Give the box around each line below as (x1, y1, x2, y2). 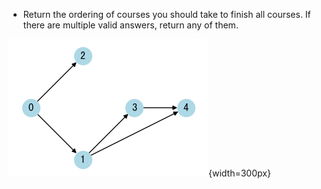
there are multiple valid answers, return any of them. (22, 19, 239, 31)
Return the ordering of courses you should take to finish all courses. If (22, 9, 311, 20)
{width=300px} (208, 167, 271, 179)
